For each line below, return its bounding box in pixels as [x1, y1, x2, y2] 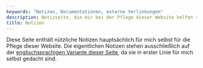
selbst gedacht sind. [6, 55, 57, 63]
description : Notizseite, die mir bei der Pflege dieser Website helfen [6, 14, 193, 20]
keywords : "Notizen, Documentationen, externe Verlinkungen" [6, 8, 164, 15]
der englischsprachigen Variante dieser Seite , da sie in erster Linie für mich [6, 49, 193, 56]
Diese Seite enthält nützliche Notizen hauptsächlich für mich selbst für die [6, 36, 191, 44]
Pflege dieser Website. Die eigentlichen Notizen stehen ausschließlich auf [6, 42, 190, 50]
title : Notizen [6, 20, 45, 26]
